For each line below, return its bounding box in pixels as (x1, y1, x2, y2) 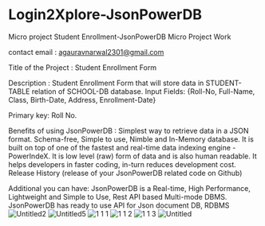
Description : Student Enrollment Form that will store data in (8, 78, 204, 88)
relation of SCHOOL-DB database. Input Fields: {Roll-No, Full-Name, (31, 86, 255, 96)
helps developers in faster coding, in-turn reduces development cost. (8, 159, 237, 169)
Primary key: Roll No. (8, 110, 77, 120)
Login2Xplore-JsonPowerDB (8, 6, 202, 24)
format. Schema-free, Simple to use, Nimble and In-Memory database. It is (8, 134, 254, 144)
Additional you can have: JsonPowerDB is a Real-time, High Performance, (8, 183, 251, 193)
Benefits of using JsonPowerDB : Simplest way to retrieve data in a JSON (8, 126, 249, 135)
